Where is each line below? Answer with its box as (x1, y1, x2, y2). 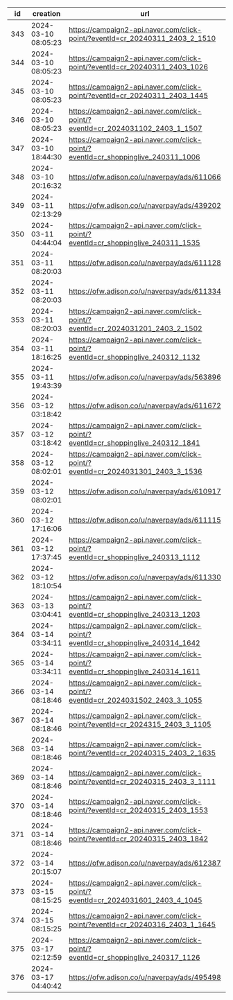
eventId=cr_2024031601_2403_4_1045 (68, 895, 202, 905)
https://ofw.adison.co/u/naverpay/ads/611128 (68, 258, 222, 267)
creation (32, 9, 61, 18)
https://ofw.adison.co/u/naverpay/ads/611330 (68, 572, 222, 581)
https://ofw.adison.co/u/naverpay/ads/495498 (68, 973, 222, 982)
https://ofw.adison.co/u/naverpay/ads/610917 (68, 486, 222, 496)
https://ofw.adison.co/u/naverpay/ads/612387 (68, 859, 222, 868)
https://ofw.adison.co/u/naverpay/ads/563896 (68, 372, 222, 382)
